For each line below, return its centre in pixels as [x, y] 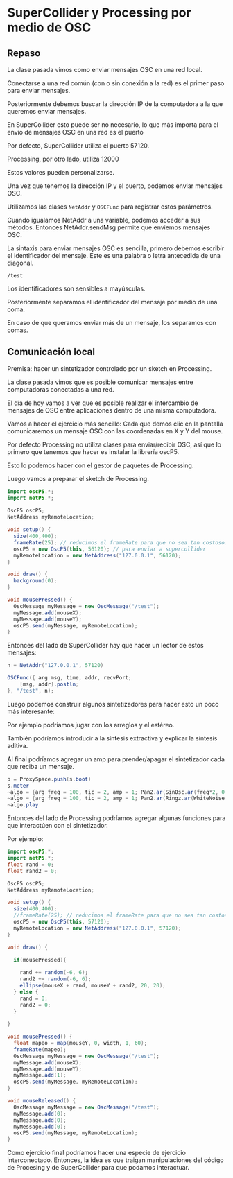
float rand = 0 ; [31, 865]
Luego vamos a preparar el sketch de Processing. [78, 478]
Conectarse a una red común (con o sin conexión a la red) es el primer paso [116, 83]
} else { [26, 992]
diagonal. [20, 263]
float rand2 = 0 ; [32, 871]
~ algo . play [23, 805]
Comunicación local [51, 352]
